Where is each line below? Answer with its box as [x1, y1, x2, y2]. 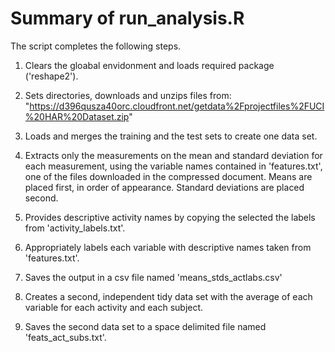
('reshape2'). [24, 70, 79, 82]
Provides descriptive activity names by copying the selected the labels [24, 211, 316, 223]
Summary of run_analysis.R [10, 7, 245, 30]
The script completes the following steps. [10, 40, 182, 52]
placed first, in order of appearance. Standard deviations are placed [24, 181, 305, 193]
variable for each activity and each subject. [24, 301, 204, 313]
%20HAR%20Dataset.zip [24, 110, 130, 122]
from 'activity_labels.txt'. [24, 222, 126, 234]
